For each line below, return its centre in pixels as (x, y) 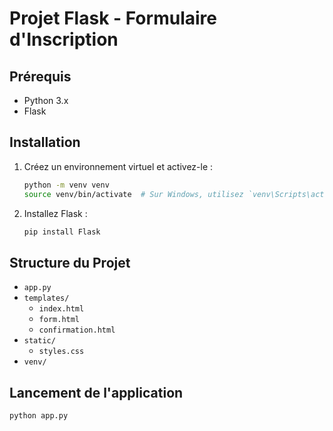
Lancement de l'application (96, 392)
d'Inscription (64, 39)
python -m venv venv (66, 185)
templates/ (46, 298)
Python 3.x (46, 100)
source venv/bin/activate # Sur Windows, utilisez (133, 194)
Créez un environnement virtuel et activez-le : (118, 166)
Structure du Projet (70, 262)
